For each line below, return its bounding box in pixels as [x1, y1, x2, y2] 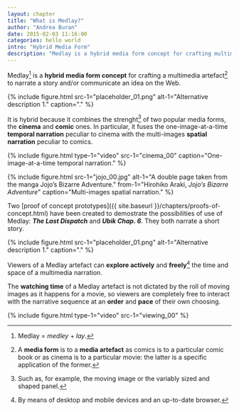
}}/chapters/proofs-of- [154, 202, 221, 210]
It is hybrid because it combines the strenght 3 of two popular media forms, [7, 113, 226, 123]
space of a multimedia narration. [7, 268, 103, 276]
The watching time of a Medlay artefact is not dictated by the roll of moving [7, 282, 230, 291]
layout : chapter [7, 10, 55, 18]
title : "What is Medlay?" [7, 17, 84, 24]
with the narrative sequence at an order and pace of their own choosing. [7, 297, 221, 306]
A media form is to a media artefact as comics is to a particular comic [17, 345, 224, 353]
